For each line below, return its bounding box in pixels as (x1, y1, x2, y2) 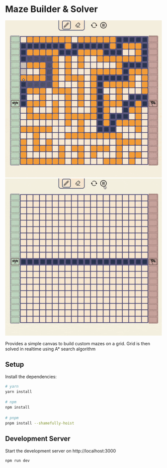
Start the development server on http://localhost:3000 (5, 448, 116, 454)
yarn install (5, 389, 32, 394)
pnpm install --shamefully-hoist (5, 421, 75, 426)
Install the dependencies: (5, 373, 57, 380)
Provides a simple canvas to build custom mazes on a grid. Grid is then (5, 340, 151, 346)
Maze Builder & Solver (5, 3, 98, 15)
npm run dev (5, 458, 30, 463)
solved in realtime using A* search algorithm (5, 346, 96, 352)
